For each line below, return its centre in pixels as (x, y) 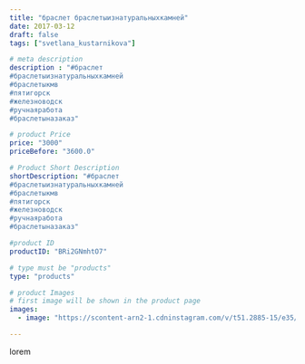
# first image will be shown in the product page (105, 301)
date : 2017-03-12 (42, 26)
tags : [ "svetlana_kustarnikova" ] (73, 43)
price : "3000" (36, 143)
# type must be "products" (60, 268)
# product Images (42, 292)
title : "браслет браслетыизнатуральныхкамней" (99, 18)
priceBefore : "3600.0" (52, 152)
